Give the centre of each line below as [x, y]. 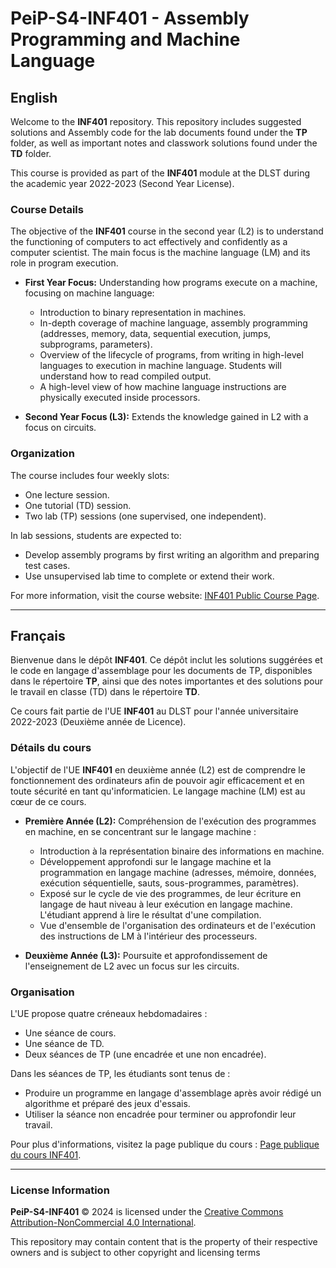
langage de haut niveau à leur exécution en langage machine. [166, 904]
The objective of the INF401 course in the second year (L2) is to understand [167, 231]
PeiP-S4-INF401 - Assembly [130, 18]
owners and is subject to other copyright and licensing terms [135, 1253]
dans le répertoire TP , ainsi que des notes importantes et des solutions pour [167, 681]
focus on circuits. [60, 428]
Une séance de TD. [64, 1043]
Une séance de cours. [70, 1033]
